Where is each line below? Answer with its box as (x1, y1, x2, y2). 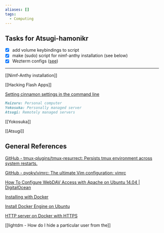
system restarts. (5, 160, 38, 166)
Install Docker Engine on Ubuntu (5, 203, 70, 209)
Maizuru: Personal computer (5, 101, 62, 106)
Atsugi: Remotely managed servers (5, 110, 76, 115)
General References (5, 142, 67, 151)
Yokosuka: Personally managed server (5, 105, 82, 110)
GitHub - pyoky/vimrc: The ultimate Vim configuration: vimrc (5, 170, 126, 175)
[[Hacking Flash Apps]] (5, 82, 52, 88)
